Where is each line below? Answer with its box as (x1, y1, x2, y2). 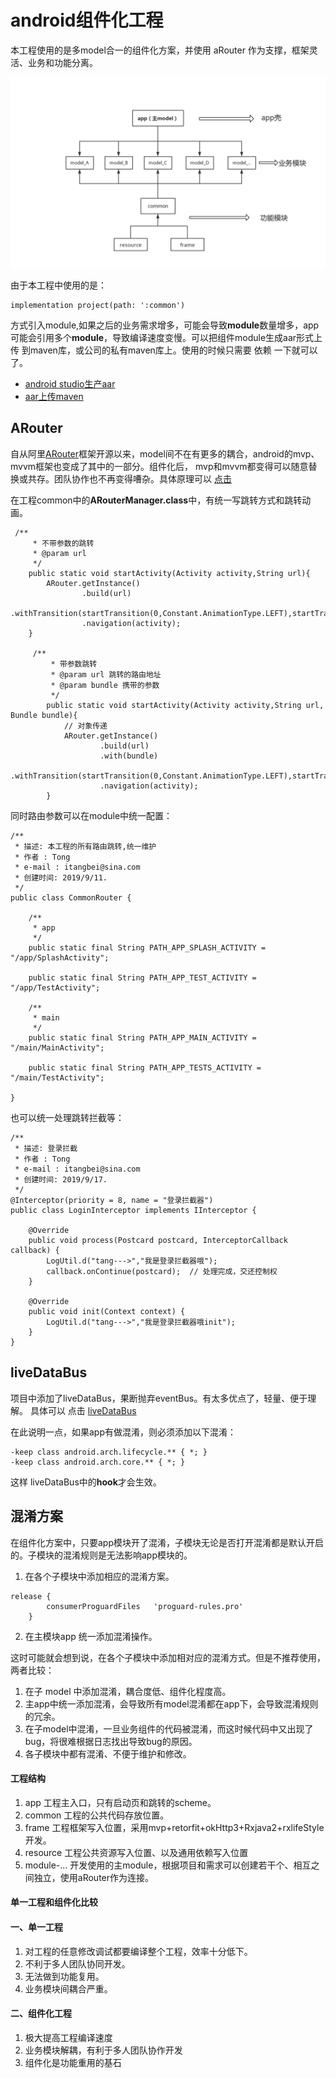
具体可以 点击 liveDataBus (29, 1404, 137, 1416)
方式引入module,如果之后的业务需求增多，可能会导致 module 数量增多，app (10, 319, 320, 331)
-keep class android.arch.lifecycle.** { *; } (10, 1447, 208, 1457)
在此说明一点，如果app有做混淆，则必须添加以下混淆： (10, 1426, 237, 1438)
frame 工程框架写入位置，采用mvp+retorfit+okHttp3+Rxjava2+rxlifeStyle (24, 1821, 325, 1833)
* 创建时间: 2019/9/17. (14, 1174, 108, 1185)
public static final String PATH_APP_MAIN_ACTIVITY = (28, 1032, 257, 1043)
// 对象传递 (63, 721, 108, 731)
